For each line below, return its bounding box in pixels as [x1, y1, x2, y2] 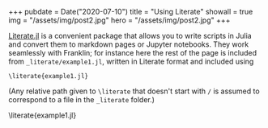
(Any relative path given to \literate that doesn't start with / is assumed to [8, 86, 261, 96]
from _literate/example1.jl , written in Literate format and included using [8, 56, 254, 66]
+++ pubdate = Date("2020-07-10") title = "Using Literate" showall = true [8, 7, 253, 16]
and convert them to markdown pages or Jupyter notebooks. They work [8, 39, 249, 49]
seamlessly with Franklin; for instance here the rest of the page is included [8, 48, 257, 57]
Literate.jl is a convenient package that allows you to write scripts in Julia [8, 31, 253, 40]
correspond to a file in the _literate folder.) [8, 95, 155, 104]
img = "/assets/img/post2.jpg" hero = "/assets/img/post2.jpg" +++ [8, 15, 231, 25]
